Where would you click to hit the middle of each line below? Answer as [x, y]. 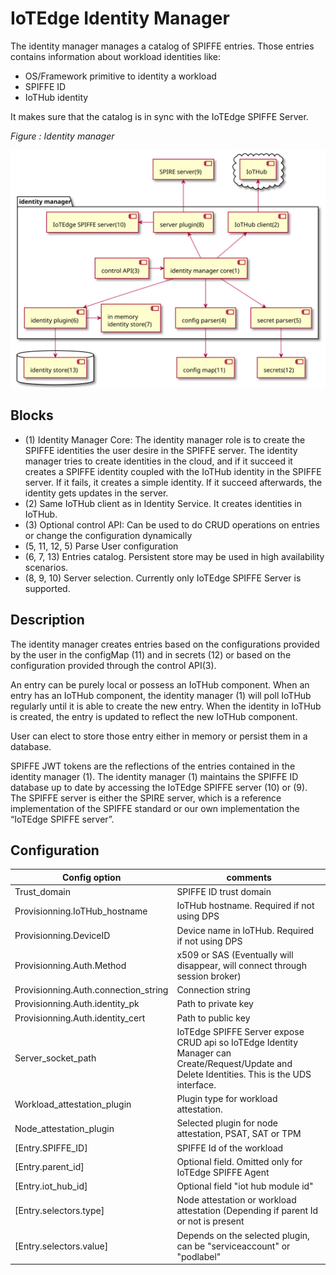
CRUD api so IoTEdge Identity [237, 1042]
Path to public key [213, 1018]
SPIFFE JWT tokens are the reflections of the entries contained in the [153, 766]
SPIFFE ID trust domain [224, 892]
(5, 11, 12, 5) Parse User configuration [101, 546]
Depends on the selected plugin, [243, 1235]
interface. [196, 1084]
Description [47, 620]
